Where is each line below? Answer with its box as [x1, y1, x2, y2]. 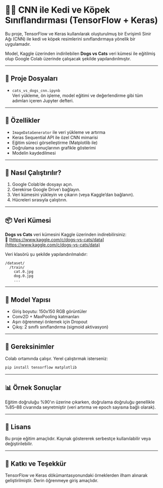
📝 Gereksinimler [5, 343, 54, 351]
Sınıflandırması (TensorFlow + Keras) [5, 15, 158, 26]
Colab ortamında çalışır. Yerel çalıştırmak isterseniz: [5, 355, 108, 361]
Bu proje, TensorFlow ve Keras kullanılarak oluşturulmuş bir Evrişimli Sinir [5, 31, 151, 36]
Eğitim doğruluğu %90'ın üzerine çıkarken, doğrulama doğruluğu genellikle [5, 399, 155, 405]
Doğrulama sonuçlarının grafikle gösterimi [12, 145, 96, 150]
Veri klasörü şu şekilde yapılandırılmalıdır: [5, 252, 88, 257]
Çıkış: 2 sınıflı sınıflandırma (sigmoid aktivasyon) [12, 324, 109, 330]
